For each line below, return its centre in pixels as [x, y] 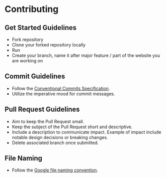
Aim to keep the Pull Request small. [48, 121]
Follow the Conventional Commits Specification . [61, 88]
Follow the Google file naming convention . [55, 170]
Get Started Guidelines [41, 28]
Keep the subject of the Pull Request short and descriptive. [72, 127]
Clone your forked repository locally [48, 45]
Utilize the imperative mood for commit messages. [63, 94]
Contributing [32, 9]
